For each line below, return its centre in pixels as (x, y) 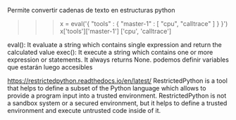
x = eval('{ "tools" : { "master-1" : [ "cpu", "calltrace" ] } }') (144, 24)
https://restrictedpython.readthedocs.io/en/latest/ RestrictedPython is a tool (117, 81)
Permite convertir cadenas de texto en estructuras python (91, 10)
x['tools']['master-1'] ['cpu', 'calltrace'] (116, 31)
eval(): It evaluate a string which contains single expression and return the (114, 45)
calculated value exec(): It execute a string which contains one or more (110, 52)
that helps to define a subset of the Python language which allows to (107, 88)
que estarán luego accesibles (50, 67)
